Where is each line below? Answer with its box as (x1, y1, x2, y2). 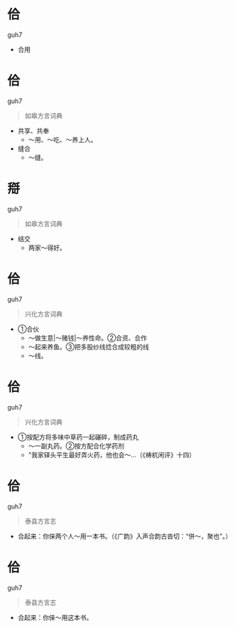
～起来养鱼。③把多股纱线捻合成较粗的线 (28, 342, 150, 351)
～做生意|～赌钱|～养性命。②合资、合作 (28, 334, 148, 342)
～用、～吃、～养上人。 (28, 135, 97, 144)
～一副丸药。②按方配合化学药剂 (28, 442, 125, 450)
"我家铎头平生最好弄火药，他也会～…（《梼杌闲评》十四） (28, 450, 196, 459)
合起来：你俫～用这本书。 (17, 613, 93, 622)
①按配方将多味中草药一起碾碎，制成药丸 (17, 432, 139, 441)
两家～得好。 (28, 243, 66, 252)
